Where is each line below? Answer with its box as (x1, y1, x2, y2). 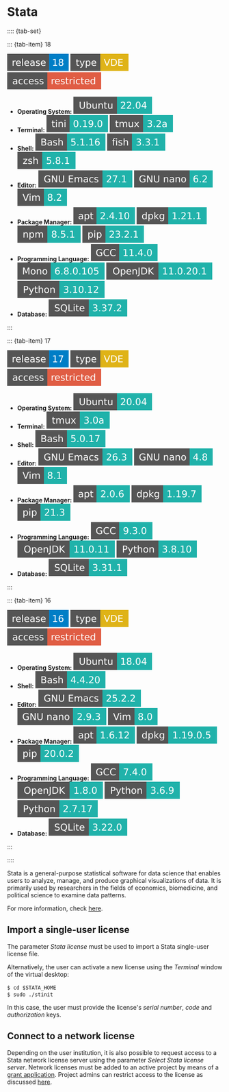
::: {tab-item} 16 (7, 596, 51, 604)
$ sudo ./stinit (7, 991, 53, 998)
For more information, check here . (7, 904, 103, 912)
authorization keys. (7, 1010, 62, 1019)
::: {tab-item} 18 (7, 40, 51, 48)
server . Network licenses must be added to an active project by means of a (7, 1063, 219, 1071)
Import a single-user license (7, 924, 130, 936)
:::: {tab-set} (7, 27, 42, 35)
